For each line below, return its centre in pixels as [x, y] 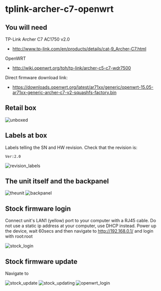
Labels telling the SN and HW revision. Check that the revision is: [71, 147]
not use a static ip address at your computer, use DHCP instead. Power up [81, 226]
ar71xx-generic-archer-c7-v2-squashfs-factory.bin [64, 92]
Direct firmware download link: [36, 77]
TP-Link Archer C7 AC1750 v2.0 [38, 39]
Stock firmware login [38, 209]
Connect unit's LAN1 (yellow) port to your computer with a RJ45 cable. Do [80, 221]
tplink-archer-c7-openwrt [59, 9]
